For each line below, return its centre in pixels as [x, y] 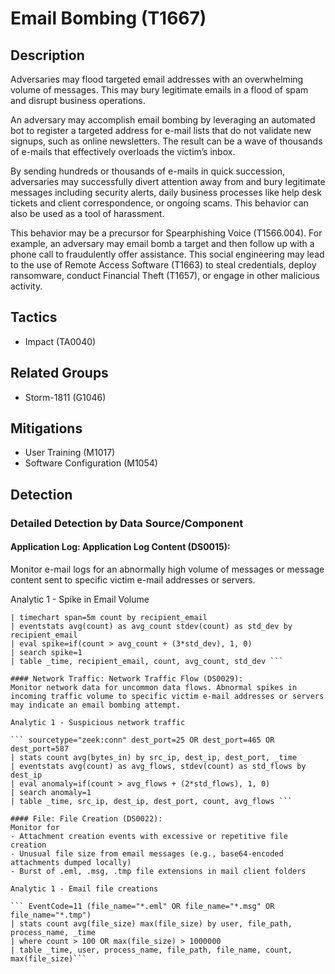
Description [47, 55]
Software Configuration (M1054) [91, 463]
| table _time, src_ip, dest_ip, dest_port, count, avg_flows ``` [151, 801]
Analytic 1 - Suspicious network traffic [98, 722]
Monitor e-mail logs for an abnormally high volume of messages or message [167, 569]
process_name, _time [53, 932]
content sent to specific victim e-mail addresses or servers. [133, 579]
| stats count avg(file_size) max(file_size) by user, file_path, [151, 923]
